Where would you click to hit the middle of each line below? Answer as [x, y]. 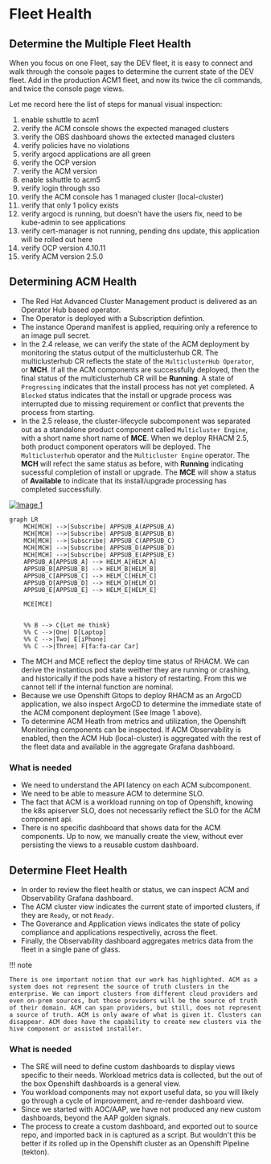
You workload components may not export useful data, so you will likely [140, 1092]
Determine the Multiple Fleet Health [100, 44]
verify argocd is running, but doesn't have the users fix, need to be [131, 214]
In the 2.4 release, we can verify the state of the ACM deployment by [135, 343]
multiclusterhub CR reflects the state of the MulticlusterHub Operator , [137, 361]
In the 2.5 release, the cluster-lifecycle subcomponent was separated [136, 421]
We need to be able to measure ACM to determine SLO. [112, 794]
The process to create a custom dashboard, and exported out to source [139, 1126]
